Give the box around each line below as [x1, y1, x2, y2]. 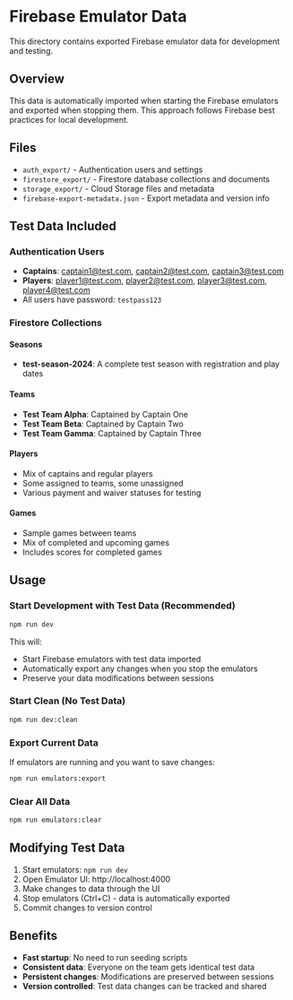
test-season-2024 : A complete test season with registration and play [22, 358, 280, 369]
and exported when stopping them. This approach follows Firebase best [9, 105, 275, 116]
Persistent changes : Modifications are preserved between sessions [22, 970, 275, 982]
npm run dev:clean [9, 715, 78, 724]
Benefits [9, 928, 58, 944]
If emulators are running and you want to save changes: [9, 757, 215, 768]
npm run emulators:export [9, 774, 106, 783]
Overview [9, 72, 65, 87]
